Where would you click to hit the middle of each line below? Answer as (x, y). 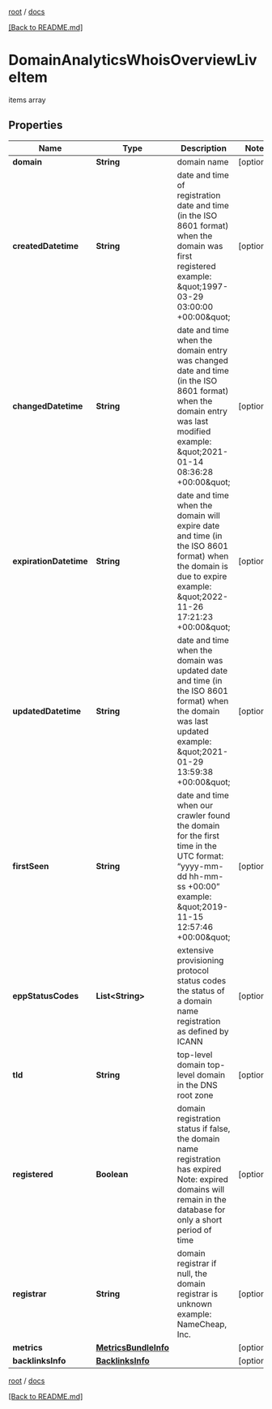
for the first (198, 836)
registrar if (197, 1263)
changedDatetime (48, 406)
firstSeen (31, 866)
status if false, (204, 1128)
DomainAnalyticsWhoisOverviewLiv (133, 60)
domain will (198, 516)
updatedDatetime (47, 711)
